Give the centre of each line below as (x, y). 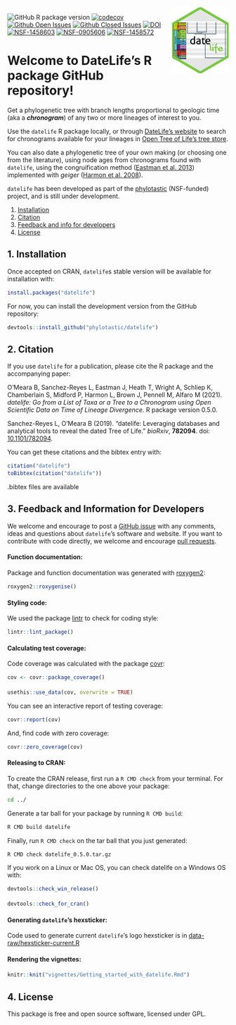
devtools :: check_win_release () (53, 889)
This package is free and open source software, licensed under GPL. (107, 1014)
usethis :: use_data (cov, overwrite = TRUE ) (70, 692)
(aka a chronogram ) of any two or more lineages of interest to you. (104, 117)
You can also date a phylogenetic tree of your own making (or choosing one (117, 152)
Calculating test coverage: (47, 648)
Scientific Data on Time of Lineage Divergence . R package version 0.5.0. (112, 410)
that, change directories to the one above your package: (88, 786)
